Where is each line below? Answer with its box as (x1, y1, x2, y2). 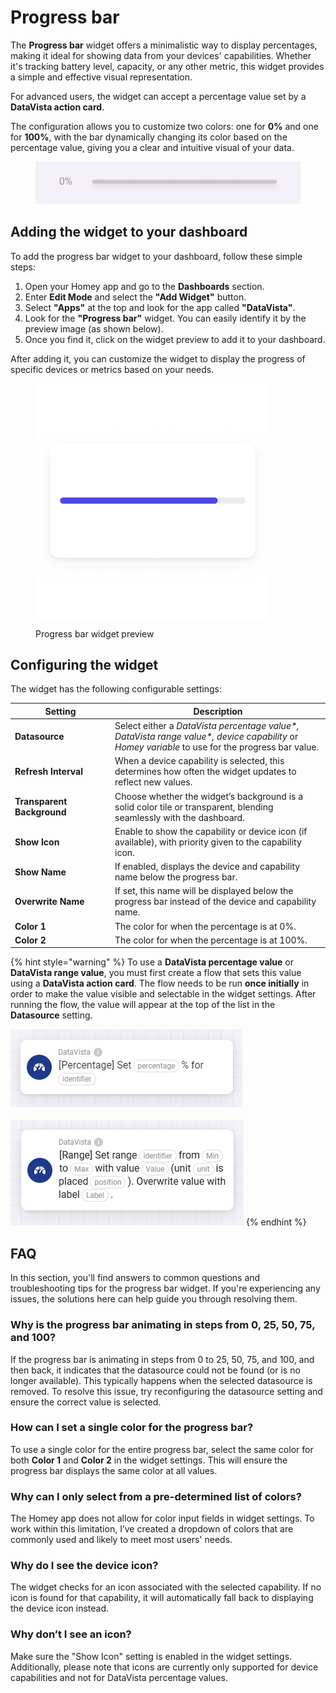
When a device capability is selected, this (114, 755, 285, 767)
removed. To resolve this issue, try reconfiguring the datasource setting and (10, 1385, 323, 1397)
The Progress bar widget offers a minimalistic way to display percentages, (10, 39, 318, 51)
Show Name (14, 866, 67, 878)
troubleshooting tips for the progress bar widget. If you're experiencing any (10, 1282, 321, 1295)
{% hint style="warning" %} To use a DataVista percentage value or (10, 956, 294, 968)
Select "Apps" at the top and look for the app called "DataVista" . (24, 301, 296, 313)
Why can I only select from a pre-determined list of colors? (10, 1489, 302, 1503)
